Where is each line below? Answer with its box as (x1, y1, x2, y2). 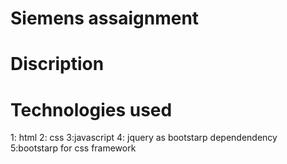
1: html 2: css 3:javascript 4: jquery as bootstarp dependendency (10, 132, 278, 144)
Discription (10, 53, 105, 76)
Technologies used (10, 98, 173, 121)
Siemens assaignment (10, 7, 200, 30)
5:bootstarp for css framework (10, 142, 137, 154)
